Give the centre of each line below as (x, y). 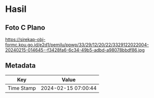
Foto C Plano (25, 28)
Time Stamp (22, 88)
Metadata (20, 66)
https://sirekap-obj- (25, 39)
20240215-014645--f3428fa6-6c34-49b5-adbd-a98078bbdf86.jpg (75, 50)
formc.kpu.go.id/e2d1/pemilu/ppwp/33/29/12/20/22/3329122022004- (77, 45)
